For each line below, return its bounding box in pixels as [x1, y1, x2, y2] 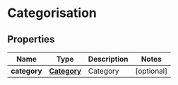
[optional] [135, 66, 168, 76]
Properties [7, 33, 55, 45]
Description [88, 55, 129, 64]
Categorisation [7, 5, 97, 21]
